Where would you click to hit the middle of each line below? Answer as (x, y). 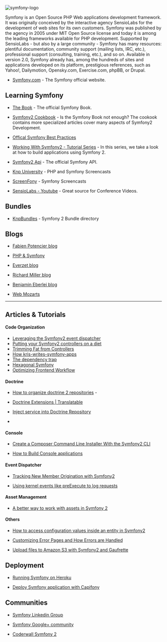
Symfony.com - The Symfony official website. (59, 80)
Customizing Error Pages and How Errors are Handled (68, 540)
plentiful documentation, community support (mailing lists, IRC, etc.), (75, 49)
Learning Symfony (34, 95)
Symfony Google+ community (43, 624)
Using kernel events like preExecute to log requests (65, 486)
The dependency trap (35, 360)
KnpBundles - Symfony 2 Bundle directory (56, 218)
